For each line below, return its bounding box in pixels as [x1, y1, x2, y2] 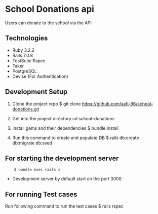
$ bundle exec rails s [14, 167, 61, 172]
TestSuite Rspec [12, 58, 46, 64]
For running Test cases [5, 190, 78, 198]
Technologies [5, 34, 48, 42]
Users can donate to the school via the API [5, 20, 92, 26]
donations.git [12, 106, 39, 112]
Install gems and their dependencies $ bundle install [12, 125, 119, 131]
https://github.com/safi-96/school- [81, 101, 153, 107]
